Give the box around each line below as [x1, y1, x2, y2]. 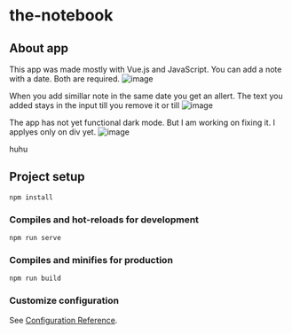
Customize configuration [9, 294, 120, 307]
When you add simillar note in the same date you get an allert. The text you [9, 90, 284, 101]
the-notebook [9, 5, 114, 26]
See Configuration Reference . [9, 315, 118, 325]
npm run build [9, 274, 62, 284]
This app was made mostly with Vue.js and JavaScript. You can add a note [9, 64, 282, 74]
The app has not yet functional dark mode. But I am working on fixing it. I [9, 117, 276, 128]
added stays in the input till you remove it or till [9, 100, 180, 111]
